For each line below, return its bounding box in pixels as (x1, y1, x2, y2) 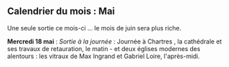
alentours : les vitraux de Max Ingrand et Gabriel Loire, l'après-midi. (7, 52, 200, 60)
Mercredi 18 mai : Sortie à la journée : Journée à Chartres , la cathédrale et (7, 37, 222, 46)
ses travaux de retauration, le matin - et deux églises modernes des (7, 44, 201, 52)
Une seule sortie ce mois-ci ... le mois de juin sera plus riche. (7, 23, 182, 32)
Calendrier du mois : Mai (7, 6, 115, 17)
